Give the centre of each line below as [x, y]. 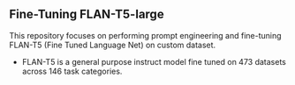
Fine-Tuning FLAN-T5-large [87, 14]
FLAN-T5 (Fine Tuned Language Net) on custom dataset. [113, 45]
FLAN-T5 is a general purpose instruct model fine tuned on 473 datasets [154, 61]
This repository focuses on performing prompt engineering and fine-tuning [145, 35]
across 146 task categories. [72, 71]
